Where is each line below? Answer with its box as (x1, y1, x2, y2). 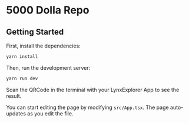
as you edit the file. (27, 110, 74, 117)
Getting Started (6, 27, 64, 37)
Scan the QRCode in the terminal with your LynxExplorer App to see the (6, 86, 180, 93)
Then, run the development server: (6, 64, 91, 71)
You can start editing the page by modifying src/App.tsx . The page (6, 104, 169, 111)
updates (6, 110, 26, 117)
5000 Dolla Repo (6, 4, 89, 17)
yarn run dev (6, 76, 38, 81)
